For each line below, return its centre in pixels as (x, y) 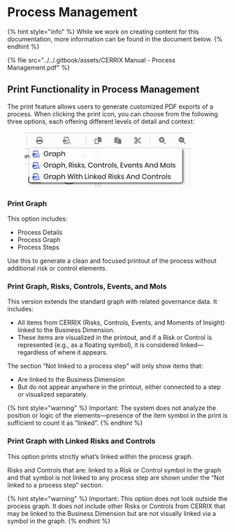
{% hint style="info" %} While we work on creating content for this (103, 32)
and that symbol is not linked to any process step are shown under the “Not (116, 477)
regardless (33, 353)
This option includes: (37, 219)
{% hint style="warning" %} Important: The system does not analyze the (112, 408)
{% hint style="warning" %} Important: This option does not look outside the (117, 498)
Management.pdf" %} (39, 67)
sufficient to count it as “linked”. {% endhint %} (75, 423)
